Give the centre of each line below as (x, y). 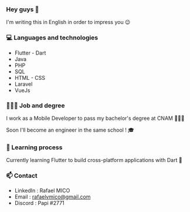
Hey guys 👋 (23, 9)
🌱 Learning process (34, 147)
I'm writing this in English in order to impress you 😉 (68, 22)
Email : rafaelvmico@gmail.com (52, 197)
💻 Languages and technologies (52, 38)
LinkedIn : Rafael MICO (42, 191)
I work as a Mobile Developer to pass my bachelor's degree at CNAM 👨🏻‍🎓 (95, 118)
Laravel (23, 84)
